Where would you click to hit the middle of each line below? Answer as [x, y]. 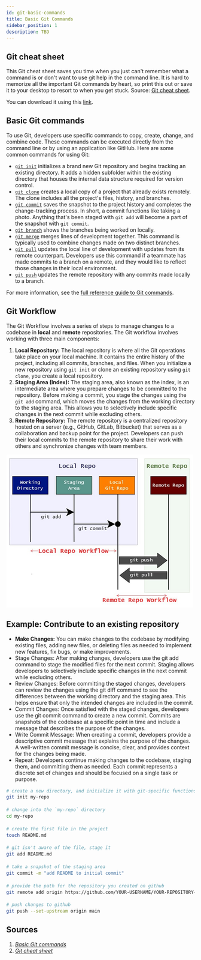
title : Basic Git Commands [40, 19]
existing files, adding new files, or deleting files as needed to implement [103, 645]
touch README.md [26, 835]
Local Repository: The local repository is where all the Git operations [100, 350]
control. [24, 185]
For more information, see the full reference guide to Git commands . [90, 292]
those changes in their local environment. [66, 268]
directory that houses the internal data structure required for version [99, 179]
